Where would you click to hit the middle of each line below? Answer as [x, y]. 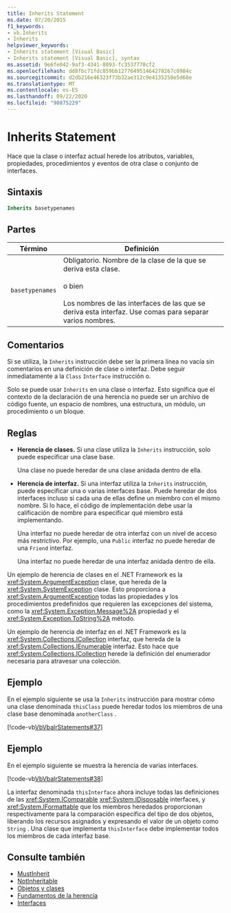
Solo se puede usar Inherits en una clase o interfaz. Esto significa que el [111, 390]
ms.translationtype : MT [41, 84]
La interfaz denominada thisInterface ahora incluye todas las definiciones [113, 792]
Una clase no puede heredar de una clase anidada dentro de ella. [110, 470]
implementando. [40, 520]
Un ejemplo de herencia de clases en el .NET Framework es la [95, 574]
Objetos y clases [41, 888]
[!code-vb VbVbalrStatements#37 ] [55, 727]
